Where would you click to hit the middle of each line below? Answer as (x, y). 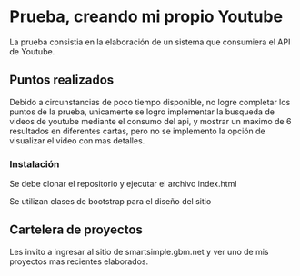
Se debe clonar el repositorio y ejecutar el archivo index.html (123, 184)
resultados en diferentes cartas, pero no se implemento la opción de (137, 131)
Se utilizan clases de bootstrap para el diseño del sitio (110, 202)
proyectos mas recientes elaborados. (79, 261)
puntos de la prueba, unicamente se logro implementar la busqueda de (142, 112)
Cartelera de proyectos (76, 230)
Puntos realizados (62, 80)
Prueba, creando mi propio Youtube (146, 17)
